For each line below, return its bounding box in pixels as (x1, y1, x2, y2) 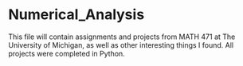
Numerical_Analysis (8, 6, 145, 24)
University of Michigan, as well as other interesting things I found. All (8, 40, 233, 49)
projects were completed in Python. (8, 49, 125, 58)
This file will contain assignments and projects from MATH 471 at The (8, 32, 236, 41)
